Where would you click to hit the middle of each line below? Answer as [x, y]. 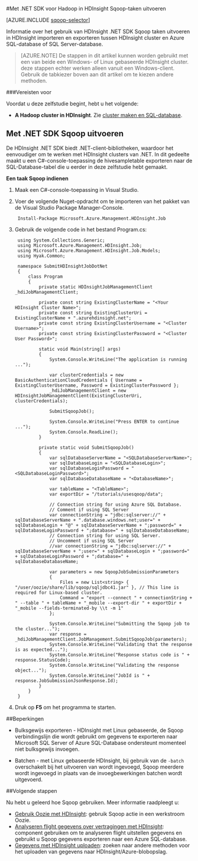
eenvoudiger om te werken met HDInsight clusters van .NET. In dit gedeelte [98, 154]
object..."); [31, 670]
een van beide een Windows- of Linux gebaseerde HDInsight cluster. [105, 62]
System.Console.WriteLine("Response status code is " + [120, 655]
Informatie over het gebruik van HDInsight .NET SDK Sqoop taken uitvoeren [98, 31]
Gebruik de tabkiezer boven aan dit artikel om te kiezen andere [97, 74]
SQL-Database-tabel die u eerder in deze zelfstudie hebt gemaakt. [87, 167]
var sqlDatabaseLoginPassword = [89, 468]
